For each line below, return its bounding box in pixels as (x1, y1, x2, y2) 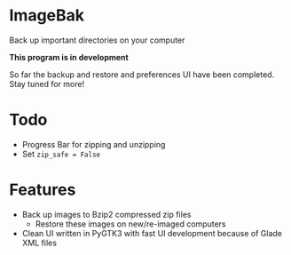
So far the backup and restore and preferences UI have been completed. (9, 68, 275, 80)
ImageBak (9, 5, 85, 26)
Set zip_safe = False (21, 148, 101, 159)
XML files (21, 237, 58, 248)
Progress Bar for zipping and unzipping (21, 139, 166, 149)
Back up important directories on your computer (9, 35, 185, 45)
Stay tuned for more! (9, 78, 85, 89)
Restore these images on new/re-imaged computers (35, 219, 226, 229)
